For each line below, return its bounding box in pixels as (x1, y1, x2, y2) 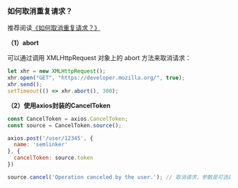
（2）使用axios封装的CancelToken (7, 101, 111, 110)
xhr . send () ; (7, 81, 42, 88)
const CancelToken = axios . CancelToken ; (7, 115, 129, 122)
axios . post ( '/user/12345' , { (7, 134, 93, 142)
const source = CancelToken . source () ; (7, 122, 122, 129)
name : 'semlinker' (13, 141, 69, 148)
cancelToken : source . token (13, 154, 93, 162)
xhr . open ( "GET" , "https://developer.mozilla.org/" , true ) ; (7, 74, 186, 82)
